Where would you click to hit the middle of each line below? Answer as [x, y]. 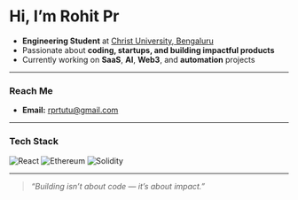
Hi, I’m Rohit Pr [64, 16]
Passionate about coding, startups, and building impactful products [148, 50]
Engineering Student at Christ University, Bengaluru [118, 41]
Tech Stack [34, 142]
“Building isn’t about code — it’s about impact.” [118, 186]
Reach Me [31, 90]
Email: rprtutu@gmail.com [70, 110]
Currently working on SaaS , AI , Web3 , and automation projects [138, 59]
